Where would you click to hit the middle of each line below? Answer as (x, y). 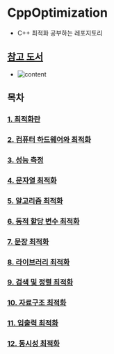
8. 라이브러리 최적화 (39, 262)
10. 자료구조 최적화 (37, 303)
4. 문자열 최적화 (32, 180)
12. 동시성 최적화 (34, 344)
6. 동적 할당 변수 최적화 (43, 221)
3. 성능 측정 (25, 160)
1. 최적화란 (24, 120)
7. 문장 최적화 (28, 241)
